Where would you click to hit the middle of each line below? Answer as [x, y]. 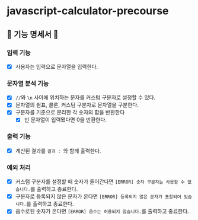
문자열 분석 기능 [28, 83]
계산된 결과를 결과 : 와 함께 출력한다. [58, 151]
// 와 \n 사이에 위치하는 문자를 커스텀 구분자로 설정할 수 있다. [85, 98]
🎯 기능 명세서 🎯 [33, 34]
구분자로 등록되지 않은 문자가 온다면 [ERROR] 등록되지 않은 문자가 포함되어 [98, 196]
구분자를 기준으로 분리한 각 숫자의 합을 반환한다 [70, 112]
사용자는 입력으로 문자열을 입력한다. [57, 66]
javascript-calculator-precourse [88, 11]
